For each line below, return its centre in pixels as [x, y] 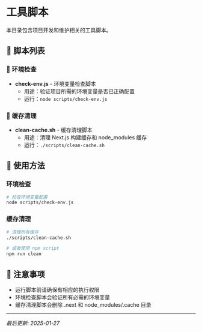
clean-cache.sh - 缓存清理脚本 [54, 130]
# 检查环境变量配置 [27, 197]
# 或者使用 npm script [33, 249]
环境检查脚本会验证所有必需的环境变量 [62, 297]
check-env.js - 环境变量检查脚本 [55, 83]
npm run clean [24, 254]
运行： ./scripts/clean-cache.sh [64, 145]
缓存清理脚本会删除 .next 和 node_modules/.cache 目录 [83, 304]
